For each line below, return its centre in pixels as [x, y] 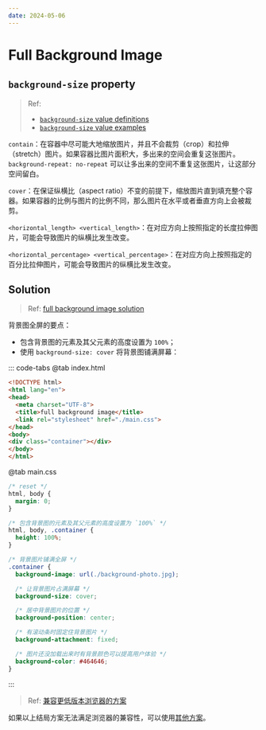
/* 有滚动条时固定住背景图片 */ [62, 632]
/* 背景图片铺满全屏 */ [43, 560]
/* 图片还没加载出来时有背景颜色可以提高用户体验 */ [91, 654]
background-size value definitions [94, 119]
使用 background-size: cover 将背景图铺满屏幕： [99, 352]
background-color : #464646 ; [62, 662]
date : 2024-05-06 [37, 16]
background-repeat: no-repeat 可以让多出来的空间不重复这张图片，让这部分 [132, 163]
